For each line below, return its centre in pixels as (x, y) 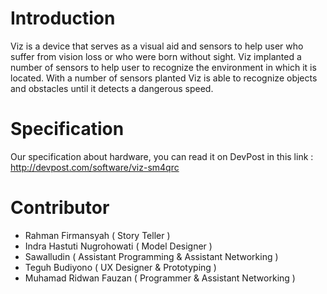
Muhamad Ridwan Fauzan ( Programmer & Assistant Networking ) (160, 278)
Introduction (63, 18)
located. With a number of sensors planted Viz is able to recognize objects (164, 78)
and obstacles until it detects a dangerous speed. (112, 88)
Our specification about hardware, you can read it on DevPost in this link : (162, 156)
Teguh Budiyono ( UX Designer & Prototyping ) (120, 267)
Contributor (60, 208)
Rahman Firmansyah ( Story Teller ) (97, 235)
